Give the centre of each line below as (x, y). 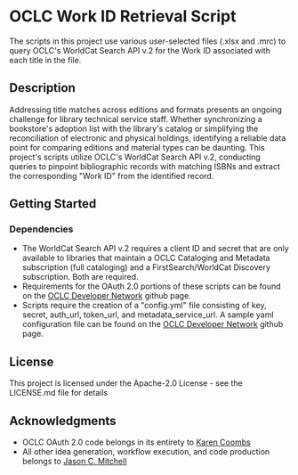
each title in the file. (45, 60)
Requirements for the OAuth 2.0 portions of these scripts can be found (152, 286)
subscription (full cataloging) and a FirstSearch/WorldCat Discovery (146, 267)
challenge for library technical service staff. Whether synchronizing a (136, 119)
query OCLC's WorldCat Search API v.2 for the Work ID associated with (140, 50)
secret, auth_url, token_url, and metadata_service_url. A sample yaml (148, 315)
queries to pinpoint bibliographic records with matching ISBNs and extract (145, 166)
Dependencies (41, 229)
